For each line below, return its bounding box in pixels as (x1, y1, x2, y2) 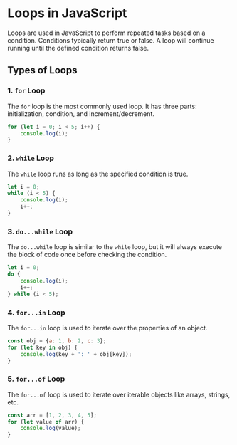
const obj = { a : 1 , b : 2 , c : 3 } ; (7, 337, 107, 345)
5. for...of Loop (7, 374, 65, 384)
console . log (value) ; (20, 425, 81, 432)
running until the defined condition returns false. (7, 43, 149, 52)
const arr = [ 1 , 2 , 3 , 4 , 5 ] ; (7, 412, 98, 419)
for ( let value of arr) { (7, 418, 84, 425)
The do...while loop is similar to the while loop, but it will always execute (7, 243, 223, 251)
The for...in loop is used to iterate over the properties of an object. (7, 323, 208, 332)
